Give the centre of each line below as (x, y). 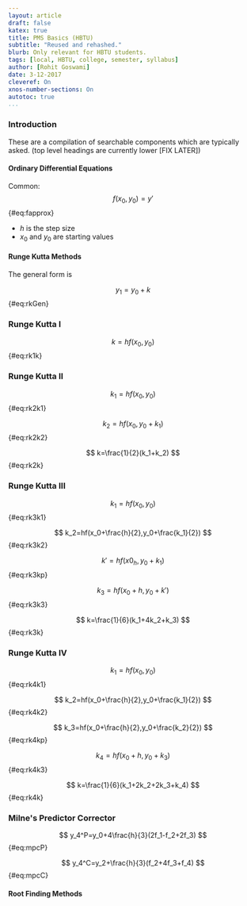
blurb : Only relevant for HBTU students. (78, 52)
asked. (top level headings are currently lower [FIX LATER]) (104, 150)
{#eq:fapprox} (31, 213)
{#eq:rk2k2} (28, 438)
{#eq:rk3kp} (28, 575)
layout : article (35, 15)
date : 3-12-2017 (35, 75)
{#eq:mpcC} (28, 875)
